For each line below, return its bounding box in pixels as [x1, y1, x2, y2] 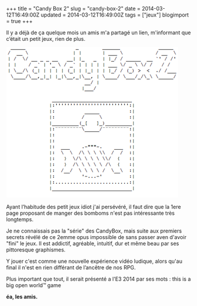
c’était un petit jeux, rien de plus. [6, 36, 86, 42]
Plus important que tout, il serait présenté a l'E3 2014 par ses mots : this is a [6, 275, 191, 282]
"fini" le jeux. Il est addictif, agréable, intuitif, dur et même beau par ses [6, 240, 179, 247]
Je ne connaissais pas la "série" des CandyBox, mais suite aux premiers [6, 227, 182, 234]
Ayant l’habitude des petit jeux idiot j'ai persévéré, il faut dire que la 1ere [6, 204, 182, 210]
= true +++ [6, 18, 33, 24]
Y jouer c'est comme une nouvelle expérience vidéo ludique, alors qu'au [6, 257, 182, 265]
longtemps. [6, 216, 34, 223]
